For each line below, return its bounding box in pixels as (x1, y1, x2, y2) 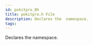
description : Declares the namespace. (5, 16, 89, 21)
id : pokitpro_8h (5, 7, 39, 12)
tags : (5, 21, 17, 26)
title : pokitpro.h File (5, 12, 55, 17)
